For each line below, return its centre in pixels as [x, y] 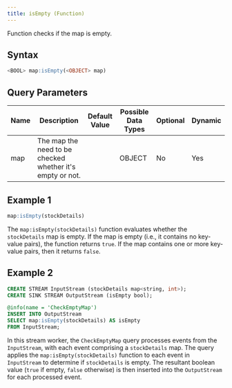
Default [100, 116]
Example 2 [30, 273]
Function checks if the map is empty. [60, 33]
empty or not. [59, 176]
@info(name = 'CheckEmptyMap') [52, 308]
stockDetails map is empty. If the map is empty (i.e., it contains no [102, 237]
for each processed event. [45, 377]
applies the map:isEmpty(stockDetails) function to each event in [98, 355]
